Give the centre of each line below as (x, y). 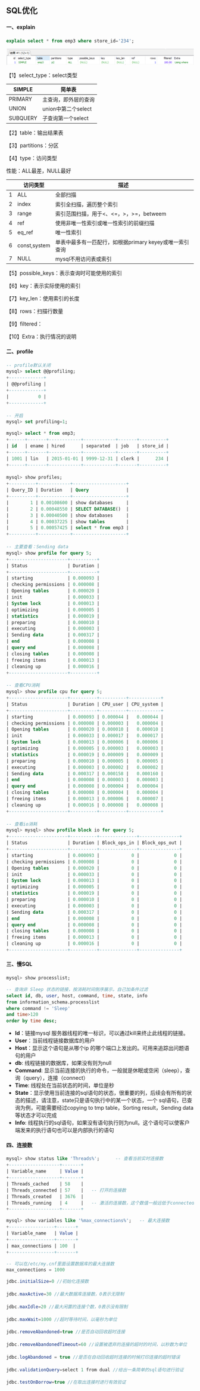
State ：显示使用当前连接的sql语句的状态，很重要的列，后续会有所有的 (101, 1093)
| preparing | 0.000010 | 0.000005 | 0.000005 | (85, 761)
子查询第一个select (65, 118)
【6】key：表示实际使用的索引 (43, 286)
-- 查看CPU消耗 (23, 686)
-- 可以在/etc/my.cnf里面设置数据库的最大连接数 (60, 1264)
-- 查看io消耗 (22, 824)
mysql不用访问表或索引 (84, 259)
